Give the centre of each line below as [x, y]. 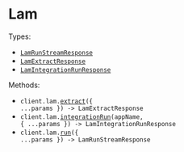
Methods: [24, 85]
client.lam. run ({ [49, 133]
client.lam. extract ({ [56, 101]
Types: [20, 36]
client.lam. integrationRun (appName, [82, 117]
